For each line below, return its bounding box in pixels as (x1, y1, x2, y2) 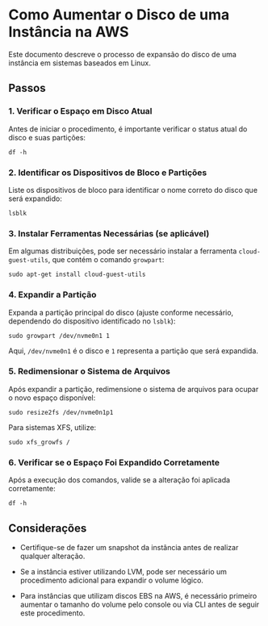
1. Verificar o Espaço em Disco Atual (8, 106, 153, 117)
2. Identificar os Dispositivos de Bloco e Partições (8, 167, 207, 178)
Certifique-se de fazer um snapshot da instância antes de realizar (19, 542, 239, 552)
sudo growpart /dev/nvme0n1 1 (8, 332, 111, 340)
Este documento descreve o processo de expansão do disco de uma (8, 49, 237, 59)
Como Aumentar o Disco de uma (8, 6, 230, 24)
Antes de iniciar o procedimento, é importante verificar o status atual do (8, 123, 248, 134)
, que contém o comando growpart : (48, 255, 165, 265)
